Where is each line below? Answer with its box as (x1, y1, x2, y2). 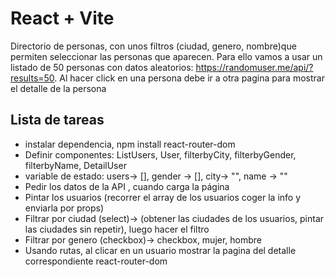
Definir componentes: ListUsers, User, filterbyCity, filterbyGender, (24, 148, 297, 161)
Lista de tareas (10, 112, 105, 129)
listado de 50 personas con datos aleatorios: (10, 61, 194, 73)
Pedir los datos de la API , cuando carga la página (24, 180, 230, 192)
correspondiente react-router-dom (24, 255, 168, 267)
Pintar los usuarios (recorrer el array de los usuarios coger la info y (24, 191, 302, 203)
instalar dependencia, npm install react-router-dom (24, 138, 236, 150)
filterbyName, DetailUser (24, 159, 127, 171)
